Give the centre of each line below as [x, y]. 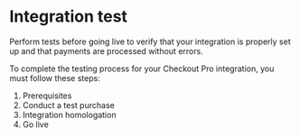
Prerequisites [47, 96]
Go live [36, 124]
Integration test [69, 17]
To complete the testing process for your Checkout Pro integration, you [142, 68]
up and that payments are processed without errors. [106, 50]
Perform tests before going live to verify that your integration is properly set [150, 41]
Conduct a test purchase [68, 105]
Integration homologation [69, 114]
